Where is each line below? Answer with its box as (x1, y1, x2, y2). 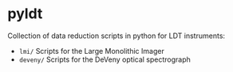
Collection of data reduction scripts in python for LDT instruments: (7, 31, 225, 40)
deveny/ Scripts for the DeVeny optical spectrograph (18, 55, 191, 64)
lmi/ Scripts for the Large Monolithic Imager (18, 46, 164, 55)
